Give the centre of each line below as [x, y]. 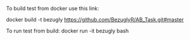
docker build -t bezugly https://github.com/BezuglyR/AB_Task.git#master [95, 19]
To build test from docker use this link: [53, 8]
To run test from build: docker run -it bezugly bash [67, 31]
